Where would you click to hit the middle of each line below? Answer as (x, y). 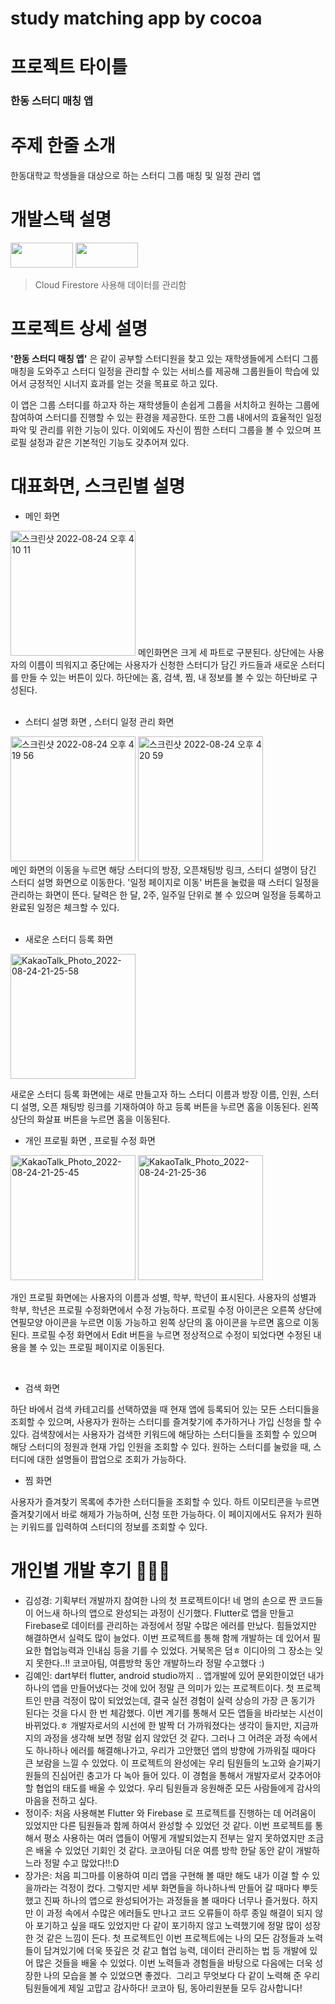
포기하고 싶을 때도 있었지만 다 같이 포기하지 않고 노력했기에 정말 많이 (169, 1925)
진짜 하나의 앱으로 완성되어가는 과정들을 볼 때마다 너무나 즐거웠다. (171, 1900)
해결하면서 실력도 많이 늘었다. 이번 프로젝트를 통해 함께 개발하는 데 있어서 (167, 1638)
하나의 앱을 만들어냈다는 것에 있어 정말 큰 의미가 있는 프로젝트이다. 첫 (159, 1688)
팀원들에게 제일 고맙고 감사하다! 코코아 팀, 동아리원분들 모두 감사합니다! (163, 1988)
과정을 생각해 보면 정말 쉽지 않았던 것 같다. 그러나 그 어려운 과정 (167, 1738)
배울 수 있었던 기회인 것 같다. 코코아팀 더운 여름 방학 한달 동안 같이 (164, 1850)
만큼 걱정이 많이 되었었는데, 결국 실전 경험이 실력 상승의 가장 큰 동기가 (179, 1700)
